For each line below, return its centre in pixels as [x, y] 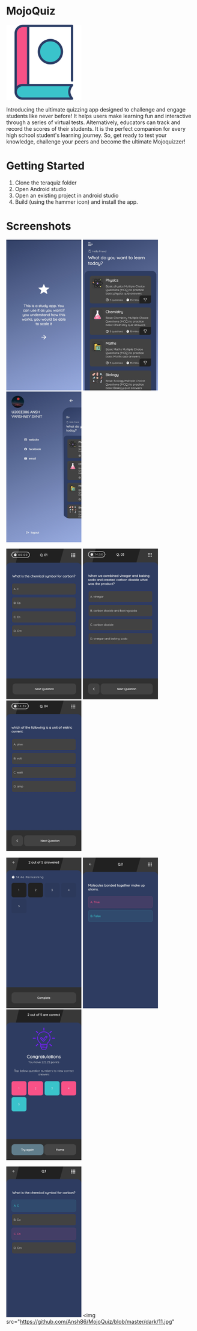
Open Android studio [41, 189]
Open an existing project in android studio [67, 195]
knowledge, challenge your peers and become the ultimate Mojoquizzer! [96, 141]
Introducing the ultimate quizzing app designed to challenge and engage [96, 109]
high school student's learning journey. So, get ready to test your [86, 135]
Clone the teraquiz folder [46, 183]
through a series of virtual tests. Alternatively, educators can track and [93, 122]
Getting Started [46, 166]
